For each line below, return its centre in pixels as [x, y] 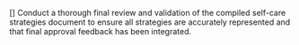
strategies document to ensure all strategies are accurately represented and [150, 22]
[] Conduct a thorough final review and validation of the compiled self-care [148, 13]
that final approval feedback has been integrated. [101, 31]
